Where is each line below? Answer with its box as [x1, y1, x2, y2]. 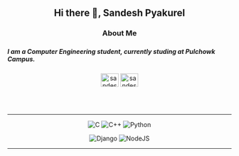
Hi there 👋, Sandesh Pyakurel [53, 7, 186, 19]
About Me [102, 28, 137, 38]
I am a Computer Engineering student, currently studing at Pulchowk [7, 48, 216, 56]
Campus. [7, 55, 36, 64]
